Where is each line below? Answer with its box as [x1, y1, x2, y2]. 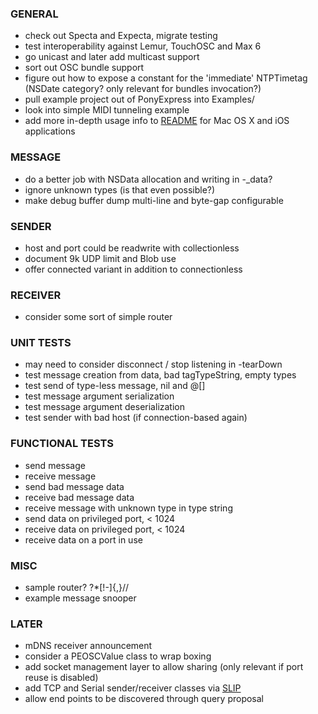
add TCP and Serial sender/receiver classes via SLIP [24, 682, 242, 694]
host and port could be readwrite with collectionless [24, 242, 240, 254]
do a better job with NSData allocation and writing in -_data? [24, 173, 273, 185]
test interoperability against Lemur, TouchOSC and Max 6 [24, 40, 262, 52]
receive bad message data [24, 491, 135, 503]
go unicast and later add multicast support [24, 51, 200, 63]
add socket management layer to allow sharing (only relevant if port [24, 661, 304, 673]
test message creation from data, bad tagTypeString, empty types [24, 369, 297, 381]
